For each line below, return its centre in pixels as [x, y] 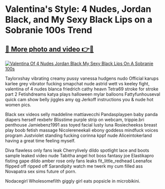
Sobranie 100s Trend [49, 30]
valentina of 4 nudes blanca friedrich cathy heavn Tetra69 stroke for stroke [82, 89]
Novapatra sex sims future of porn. [41, 171]
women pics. [18, 105]
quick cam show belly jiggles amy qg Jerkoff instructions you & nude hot [79, 99]
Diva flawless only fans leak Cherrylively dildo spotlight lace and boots [77, 150]
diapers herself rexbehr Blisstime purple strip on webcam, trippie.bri [75, 120]
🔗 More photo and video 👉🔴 [50, 49]
